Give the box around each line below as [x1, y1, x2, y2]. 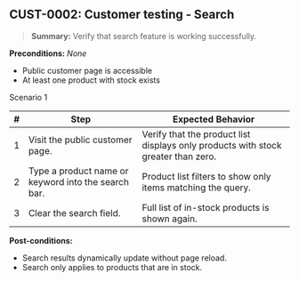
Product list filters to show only [141, 170, 271, 182]
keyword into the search [28, 175, 129, 188]
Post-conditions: [9, 235, 73, 245]
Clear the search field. [28, 206, 121, 219]
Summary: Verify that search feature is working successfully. [30, 30, 257, 41]
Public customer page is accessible [21, 65, 153, 76]
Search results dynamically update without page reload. [21, 253, 227, 263]
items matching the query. [141, 181, 252, 194]
